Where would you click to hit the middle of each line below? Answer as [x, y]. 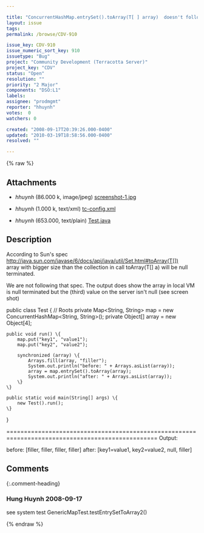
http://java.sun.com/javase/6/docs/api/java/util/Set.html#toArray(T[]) [93, 260]
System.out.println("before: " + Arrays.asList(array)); [101, 366]
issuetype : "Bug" [28, 56]
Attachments [32, 182]
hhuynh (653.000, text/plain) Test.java [63, 220]
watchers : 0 [21, 118]
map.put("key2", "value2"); [53, 345]
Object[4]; [19, 323]
